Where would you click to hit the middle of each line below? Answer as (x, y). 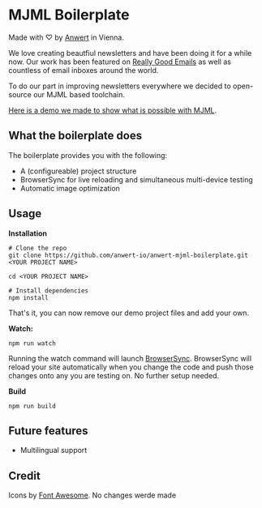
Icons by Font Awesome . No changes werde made (92, 495)
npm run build (32, 406)
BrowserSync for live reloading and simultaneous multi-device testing (136, 179)
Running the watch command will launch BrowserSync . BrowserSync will (130, 358)
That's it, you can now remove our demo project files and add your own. (129, 313)
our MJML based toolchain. (79, 94)
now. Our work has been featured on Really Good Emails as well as (120, 62)
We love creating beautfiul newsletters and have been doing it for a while (130, 53)
